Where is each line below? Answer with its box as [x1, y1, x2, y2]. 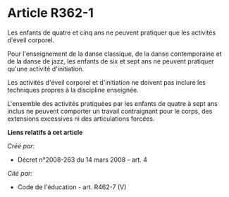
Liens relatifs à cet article [7, 128, 83, 136]
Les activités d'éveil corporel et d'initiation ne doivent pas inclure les [7, 78, 206, 86]
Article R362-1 [7, 5, 94, 21]
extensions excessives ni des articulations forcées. [7, 114, 155, 123]
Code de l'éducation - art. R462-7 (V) [17, 182, 127, 191]
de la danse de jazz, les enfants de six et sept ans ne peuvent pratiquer [7, 56, 215, 65]
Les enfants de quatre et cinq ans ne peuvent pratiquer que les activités [7, 28, 216, 37]
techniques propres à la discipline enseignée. [7, 85, 140, 94]
